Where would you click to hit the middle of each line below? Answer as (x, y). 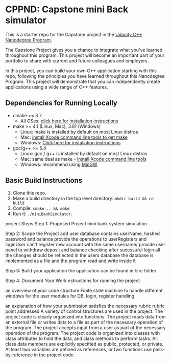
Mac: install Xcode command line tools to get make (74, 137)
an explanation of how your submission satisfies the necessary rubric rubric (85, 306)
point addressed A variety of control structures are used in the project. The (84, 311)
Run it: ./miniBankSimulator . (42, 213)
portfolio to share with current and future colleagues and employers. (77, 60)
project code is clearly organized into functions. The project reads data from (86, 316)
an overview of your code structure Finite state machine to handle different (84, 290)
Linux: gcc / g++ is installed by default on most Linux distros (84, 153)
